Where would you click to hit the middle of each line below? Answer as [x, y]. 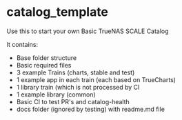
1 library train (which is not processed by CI [78, 87]
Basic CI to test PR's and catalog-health [73, 101]
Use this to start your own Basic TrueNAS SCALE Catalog [88, 31]
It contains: [22, 44]
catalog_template [57, 12]
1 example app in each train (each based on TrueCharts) [96, 79]
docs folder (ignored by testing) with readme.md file [90, 109]
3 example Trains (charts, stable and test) [75, 72]
